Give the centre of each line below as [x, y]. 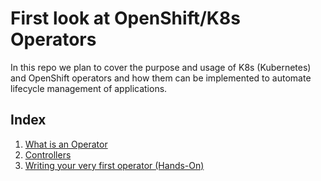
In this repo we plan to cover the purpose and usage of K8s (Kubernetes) [161, 67]
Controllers [48, 154]
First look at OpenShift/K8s [125, 18]
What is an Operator [66, 144]
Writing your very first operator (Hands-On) [114, 165]
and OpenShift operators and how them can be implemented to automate [161, 78]
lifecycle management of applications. [89, 88]
